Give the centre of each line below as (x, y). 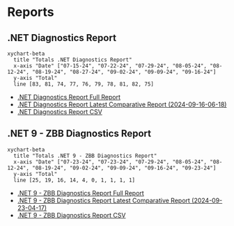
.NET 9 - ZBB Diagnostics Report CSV (71, 215)
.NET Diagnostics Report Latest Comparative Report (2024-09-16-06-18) (122, 104)
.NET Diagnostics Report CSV (60, 112)
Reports (31, 12)
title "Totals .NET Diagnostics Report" (73, 60)
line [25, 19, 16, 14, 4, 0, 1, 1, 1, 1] (75, 180)
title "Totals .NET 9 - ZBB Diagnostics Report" (85, 156)
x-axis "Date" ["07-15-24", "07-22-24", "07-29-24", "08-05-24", (110, 66)
